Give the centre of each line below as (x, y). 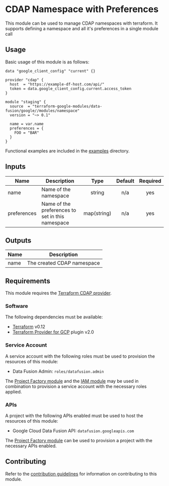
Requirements (28, 281)
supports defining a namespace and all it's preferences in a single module (82, 28)
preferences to (59, 210)
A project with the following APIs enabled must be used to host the (74, 416)
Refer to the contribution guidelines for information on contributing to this (81, 473)
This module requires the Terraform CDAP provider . (59, 293)
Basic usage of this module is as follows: (47, 62)
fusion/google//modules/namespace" (43, 111)
